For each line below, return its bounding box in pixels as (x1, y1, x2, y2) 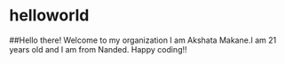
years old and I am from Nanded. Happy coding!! (9, 44, 188, 54)
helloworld (9, 5, 90, 26)
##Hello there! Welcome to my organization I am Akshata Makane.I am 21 (9, 35, 277, 45)
